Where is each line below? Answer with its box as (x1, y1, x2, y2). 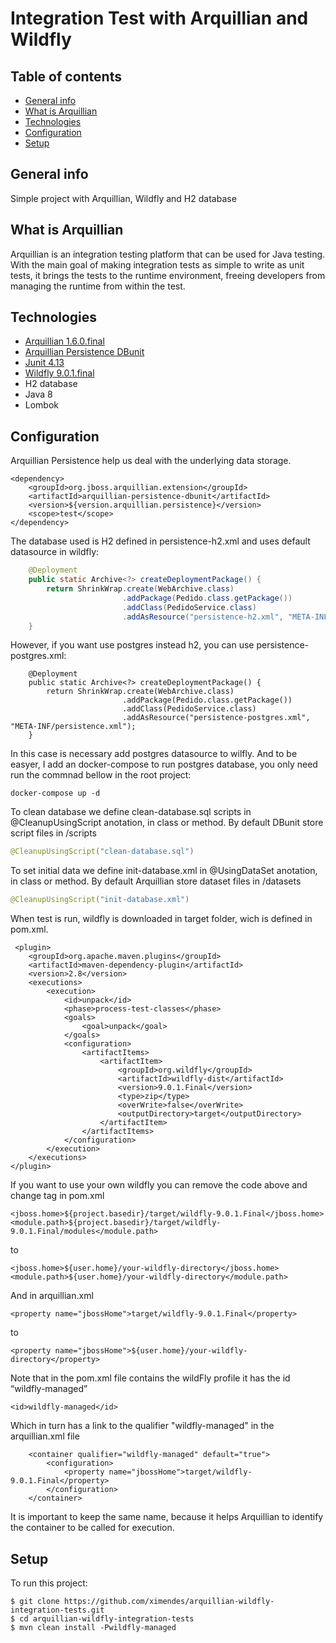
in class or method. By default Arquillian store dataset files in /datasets (10, 875, 302, 887)
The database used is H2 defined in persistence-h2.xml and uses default (10, 535, 311, 547)
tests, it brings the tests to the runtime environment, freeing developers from (10, 269, 326, 281)
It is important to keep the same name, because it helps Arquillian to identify (10, 1511, 324, 1523)
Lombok (24, 399, 60, 411)
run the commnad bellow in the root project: (10, 769, 192, 781)
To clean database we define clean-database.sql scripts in (10, 806, 252, 818)
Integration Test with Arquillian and (10, 7, 309, 30)
